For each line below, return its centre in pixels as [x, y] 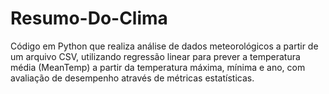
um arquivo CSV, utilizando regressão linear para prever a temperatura [155, 56]
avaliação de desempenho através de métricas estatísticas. [132, 78]
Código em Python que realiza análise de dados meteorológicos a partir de [164, 46]
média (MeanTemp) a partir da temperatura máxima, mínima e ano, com [158, 67]
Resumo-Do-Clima [89, 18]
